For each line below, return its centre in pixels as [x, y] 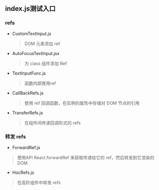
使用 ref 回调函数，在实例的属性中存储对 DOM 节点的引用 [82, 103]
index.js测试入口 [30, 9]
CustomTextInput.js [32, 34]
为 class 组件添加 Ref [45, 63]
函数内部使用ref [40, 83]
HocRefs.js [23, 172]
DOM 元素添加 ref [42, 43]
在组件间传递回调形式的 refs [52, 123]
